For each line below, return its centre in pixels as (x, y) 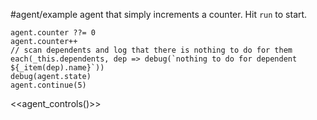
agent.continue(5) (48, 85)
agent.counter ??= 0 (53, 33)
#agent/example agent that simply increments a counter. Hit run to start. (159, 14)
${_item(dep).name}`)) (57, 68)
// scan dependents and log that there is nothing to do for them (151, 50)
